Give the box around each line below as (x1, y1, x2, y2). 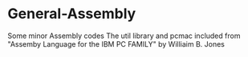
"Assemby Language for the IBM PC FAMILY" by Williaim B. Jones (7, 39, 226, 48)
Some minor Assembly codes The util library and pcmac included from (7, 31, 241, 40)
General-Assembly (7, 5, 136, 23)
